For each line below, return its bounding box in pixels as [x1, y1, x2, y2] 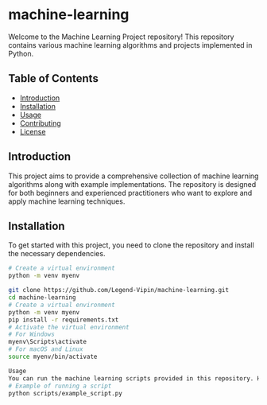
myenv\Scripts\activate [8, 338, 87, 346]
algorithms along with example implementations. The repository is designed [8, 179, 257, 189]
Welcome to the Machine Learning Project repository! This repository [8, 32, 234, 41]
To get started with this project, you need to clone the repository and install [8, 240, 254, 250]
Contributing [19, 118, 61, 128]
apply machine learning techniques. [8, 197, 126, 206]
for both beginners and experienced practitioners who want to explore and [8, 188, 253, 197]
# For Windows [8, 330, 56, 339]
